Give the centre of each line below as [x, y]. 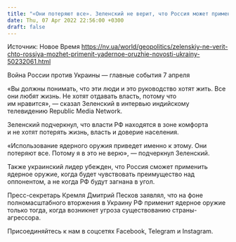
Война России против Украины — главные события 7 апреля [99, 75]
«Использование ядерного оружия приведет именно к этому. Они [107, 146]
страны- [184, 210]
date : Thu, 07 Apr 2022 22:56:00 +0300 [66, 20]
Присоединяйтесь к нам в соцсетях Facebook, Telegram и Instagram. [110, 231]
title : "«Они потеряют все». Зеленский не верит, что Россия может [108, 14]
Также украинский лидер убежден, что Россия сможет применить [108, 167]
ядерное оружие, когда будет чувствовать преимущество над [101, 174]
